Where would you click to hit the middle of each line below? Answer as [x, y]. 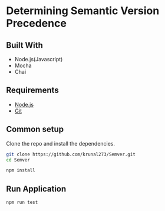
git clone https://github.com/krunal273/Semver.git [71, 154]
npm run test [22, 202]
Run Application [36, 189]
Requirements [32, 90]
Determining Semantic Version [83, 11]
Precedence [36, 23]
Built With [24, 45]
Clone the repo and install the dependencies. [61, 143]
